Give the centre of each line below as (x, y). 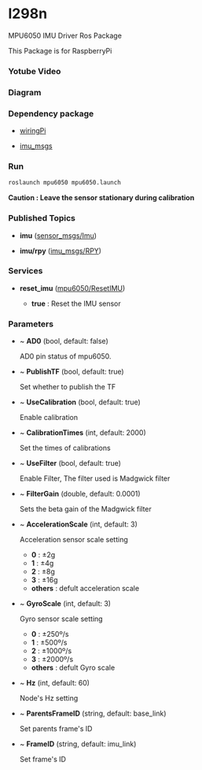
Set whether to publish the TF (68, 387)
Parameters (31, 324)
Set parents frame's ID (56, 729)
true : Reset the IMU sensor (76, 303)
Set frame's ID (43, 759)
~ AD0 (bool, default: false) (64, 341)
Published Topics (42, 218)
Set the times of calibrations (65, 448)
